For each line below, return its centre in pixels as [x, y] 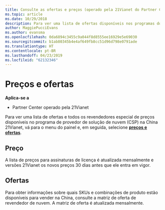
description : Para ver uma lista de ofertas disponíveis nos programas [80, 23]
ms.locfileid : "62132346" [31, 60]
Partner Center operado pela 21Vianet [51, 107]
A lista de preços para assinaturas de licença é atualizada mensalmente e [79, 160]
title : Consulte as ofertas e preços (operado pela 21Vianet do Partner [81, 10]
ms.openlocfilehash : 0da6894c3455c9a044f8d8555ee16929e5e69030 [71, 37]
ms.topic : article [24, 14]
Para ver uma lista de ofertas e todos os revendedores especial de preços [80, 117]
